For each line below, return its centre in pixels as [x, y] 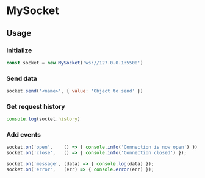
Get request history [36, 106]
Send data [22, 78]
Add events [24, 135]
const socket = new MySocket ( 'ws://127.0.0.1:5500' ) [75, 63]
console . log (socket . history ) [43, 119]
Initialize [19, 50]
